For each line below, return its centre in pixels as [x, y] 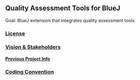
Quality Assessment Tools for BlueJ [63, 8]
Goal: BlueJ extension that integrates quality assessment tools [70, 20]
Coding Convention [30, 72]
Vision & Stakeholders [33, 47]
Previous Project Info [28, 59]
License [15, 33]
